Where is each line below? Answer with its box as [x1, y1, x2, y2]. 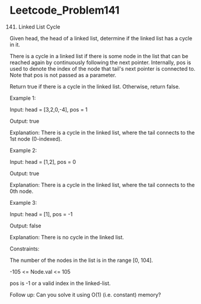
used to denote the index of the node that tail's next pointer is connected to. [9, 65, 196, 72]
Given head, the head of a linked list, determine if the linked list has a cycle [9, 34, 193, 42]
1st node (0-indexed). [9, 135, 62, 142]
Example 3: [9, 199, 37, 206]
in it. [9, 41, 20, 48]
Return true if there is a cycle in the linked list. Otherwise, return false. [9, 83, 180, 90]
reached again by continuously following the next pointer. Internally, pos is [9, 59, 192, 66]
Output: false [9, 222, 42, 229]
